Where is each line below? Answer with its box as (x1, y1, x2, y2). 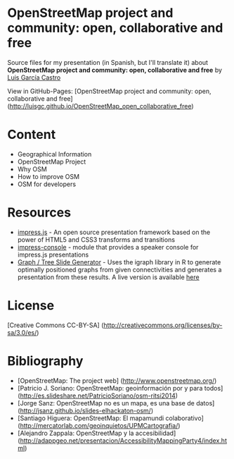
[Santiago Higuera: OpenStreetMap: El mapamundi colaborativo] (17, 414, 204, 422)
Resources (7, 204, 72, 221)
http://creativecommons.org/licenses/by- (103, 321, 223, 329)
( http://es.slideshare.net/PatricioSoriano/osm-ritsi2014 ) (17, 391, 178, 400)
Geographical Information (17, 149, 92, 158)
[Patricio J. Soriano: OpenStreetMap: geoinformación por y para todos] (17, 384, 223, 392)
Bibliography (7, 353, 84, 369)
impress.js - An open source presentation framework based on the (17, 228, 211, 236)
